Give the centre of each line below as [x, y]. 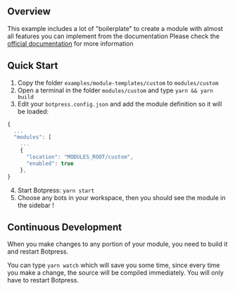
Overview [29, 12]
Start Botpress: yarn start [56, 190]
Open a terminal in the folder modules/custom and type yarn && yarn [115, 90]
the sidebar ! [36, 205]
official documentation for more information [70, 43]
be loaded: [33, 111]
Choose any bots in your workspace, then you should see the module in [121, 197]
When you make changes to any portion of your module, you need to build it [118, 244]
